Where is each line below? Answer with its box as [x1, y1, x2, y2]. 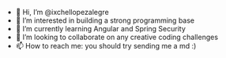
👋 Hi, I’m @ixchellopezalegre [15, 8, 109, 16]
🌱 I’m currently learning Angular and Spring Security [15, 24, 186, 33]
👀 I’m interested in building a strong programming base [15, 16, 195, 25]
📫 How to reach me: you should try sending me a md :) [15, 42, 197, 50]
